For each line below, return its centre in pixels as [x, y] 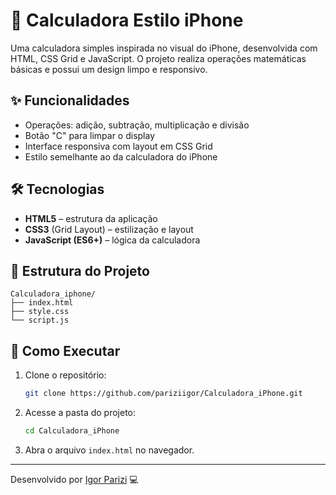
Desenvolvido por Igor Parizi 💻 [74, 479]
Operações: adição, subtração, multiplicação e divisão [137, 125]
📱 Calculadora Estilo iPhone [127, 20]
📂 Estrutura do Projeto [80, 270]
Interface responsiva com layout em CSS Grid [118, 146]
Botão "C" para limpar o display [90, 135]
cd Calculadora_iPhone [72, 431]
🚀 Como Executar [65, 350]
